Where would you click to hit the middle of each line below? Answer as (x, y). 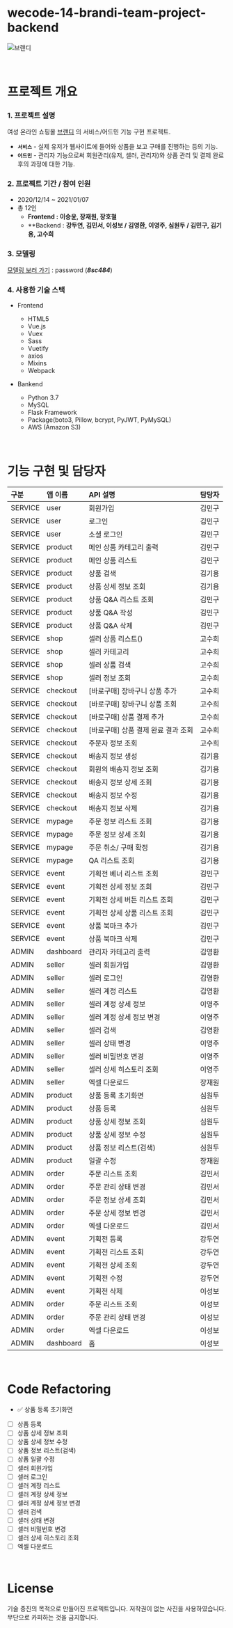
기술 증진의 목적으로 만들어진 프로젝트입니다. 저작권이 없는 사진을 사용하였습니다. (117, 1609)
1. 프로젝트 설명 (31, 116)
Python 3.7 (43, 397)
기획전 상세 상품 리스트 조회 (131, 913)
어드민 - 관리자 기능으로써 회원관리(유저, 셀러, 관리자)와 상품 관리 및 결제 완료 (121, 155)
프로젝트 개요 (42, 92)
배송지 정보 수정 (113, 796)
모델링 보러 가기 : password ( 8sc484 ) (60, 270)
